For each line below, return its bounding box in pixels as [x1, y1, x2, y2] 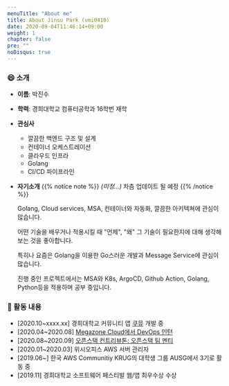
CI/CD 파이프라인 [27, 168, 75, 176]
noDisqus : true [7, 49, 51, 56]
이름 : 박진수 [17, 90, 50, 98]
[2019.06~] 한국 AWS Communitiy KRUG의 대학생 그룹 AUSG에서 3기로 [17, 354, 215, 362]
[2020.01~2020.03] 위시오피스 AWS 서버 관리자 [17, 345, 149, 353]
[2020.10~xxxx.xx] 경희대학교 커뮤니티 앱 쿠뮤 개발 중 [17, 319, 164, 328]
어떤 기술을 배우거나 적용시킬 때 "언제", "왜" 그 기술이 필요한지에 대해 [17, 228, 203, 236]
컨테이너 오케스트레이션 [27, 143, 91, 151]
